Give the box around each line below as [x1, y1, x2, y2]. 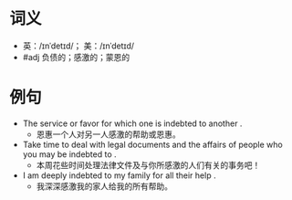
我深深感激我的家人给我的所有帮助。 [36, 180, 173, 192]
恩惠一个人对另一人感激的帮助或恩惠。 [36, 129, 181, 140]
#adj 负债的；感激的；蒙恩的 [22, 51, 130, 62]
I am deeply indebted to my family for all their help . [22, 170, 216, 181]
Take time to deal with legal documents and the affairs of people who [22, 139, 283, 150]
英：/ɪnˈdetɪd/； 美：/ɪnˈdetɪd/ [22, 40, 135, 51]
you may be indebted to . [22, 148, 117, 160]
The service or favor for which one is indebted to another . [22, 118, 243, 129]
